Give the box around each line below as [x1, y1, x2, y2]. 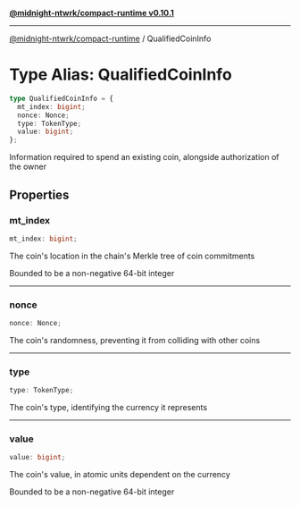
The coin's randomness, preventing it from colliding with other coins [9, 334, 261, 345]
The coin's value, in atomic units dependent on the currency [9, 469, 230, 480]
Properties [9, 187, 70, 202]
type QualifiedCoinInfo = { [9, 94, 114, 103]
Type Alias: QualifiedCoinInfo [9, 64, 232, 85]
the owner [9, 161, 47, 173]
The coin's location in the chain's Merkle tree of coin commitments [9, 250, 255, 261]
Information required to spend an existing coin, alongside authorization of [9, 152, 279, 163]
